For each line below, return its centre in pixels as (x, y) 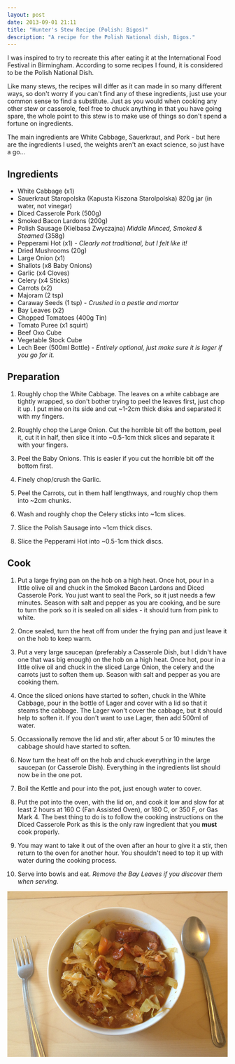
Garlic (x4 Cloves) (43, 273)
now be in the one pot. (50, 774)
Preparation (34, 377)
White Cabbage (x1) (46, 191)
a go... (16, 152)
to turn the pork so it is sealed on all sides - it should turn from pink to (118, 610)
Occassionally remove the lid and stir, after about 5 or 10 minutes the (116, 739)
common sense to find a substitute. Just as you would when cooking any (112, 101)
